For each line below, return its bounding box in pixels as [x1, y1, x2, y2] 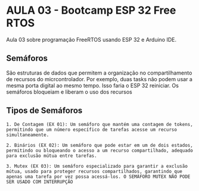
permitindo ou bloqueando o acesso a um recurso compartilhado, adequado [6, 147, 194, 153]
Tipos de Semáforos [6, 106, 83, 116]
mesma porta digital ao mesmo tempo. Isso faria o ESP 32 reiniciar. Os [6, 82, 179, 89]
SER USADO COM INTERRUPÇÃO [6, 178, 73, 185]
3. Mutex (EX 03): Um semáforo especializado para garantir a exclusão [6, 163, 188, 169]
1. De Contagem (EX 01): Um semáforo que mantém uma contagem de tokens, [6, 121, 194, 127]
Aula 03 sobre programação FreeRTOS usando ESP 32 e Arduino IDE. [6, 36, 177, 43]
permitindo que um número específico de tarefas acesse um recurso [6, 127, 178, 133]
